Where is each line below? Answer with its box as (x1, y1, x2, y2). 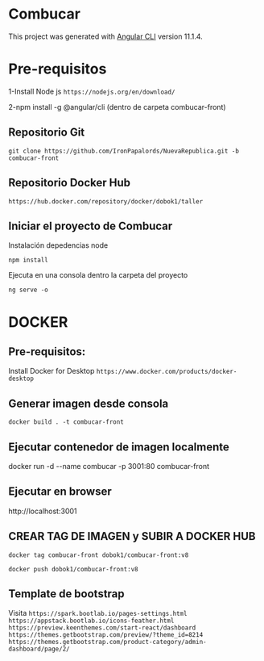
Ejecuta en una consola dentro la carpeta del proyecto (8, 270, 188, 280)
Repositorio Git (8, 126, 85, 140)
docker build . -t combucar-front (8, 418, 125, 426)
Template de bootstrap (8, 587, 125, 600)
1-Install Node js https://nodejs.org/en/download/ (8, 86, 175, 96)
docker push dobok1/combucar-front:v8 (8, 565, 138, 573)
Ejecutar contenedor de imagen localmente (8, 440, 229, 454)
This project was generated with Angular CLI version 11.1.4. (8, 31, 203, 41)
